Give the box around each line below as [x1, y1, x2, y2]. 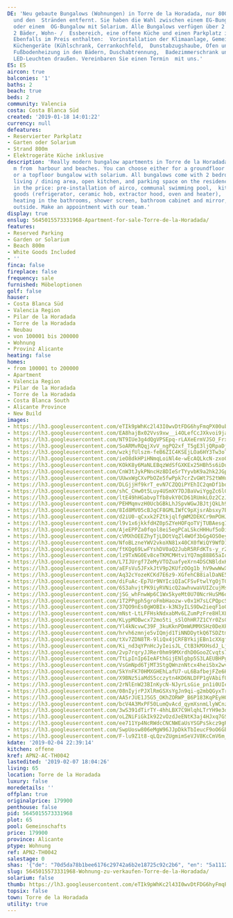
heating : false [7, 352, 51, 359]
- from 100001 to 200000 [7, 365, 79, 372]
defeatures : [7, 126, 42, 133]
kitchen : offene [7, 745, 54, 753]
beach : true [7, 87, 42, 94]
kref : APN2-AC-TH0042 [7, 752, 70, 759]
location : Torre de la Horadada [7, 772, 101, 779]
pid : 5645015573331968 [7, 810, 73, 817]
